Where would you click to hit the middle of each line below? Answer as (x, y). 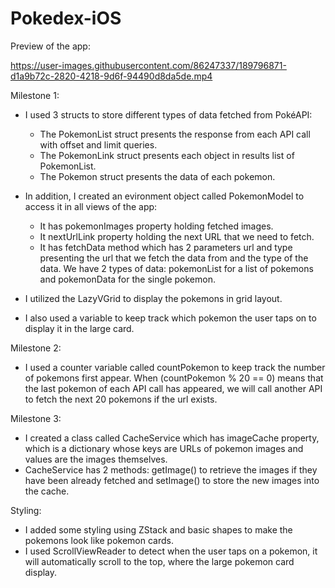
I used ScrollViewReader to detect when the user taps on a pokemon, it (171, 551)
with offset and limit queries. (98, 144)
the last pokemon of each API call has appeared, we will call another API (173, 388)
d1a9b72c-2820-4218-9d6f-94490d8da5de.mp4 (111, 76)
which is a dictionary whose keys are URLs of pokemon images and (164, 448)
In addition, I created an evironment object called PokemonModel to (164, 196)
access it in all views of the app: (91, 206)
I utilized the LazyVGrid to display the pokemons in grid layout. (153, 298)
